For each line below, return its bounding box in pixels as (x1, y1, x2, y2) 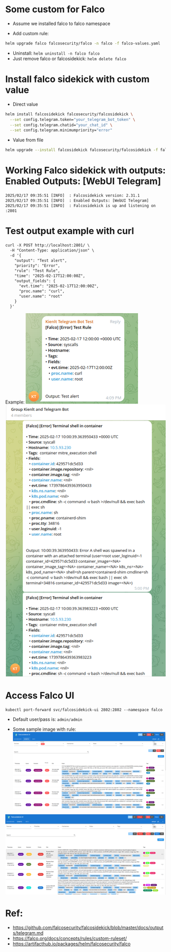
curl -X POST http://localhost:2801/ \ (5, 243, 90, 248)
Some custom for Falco (5, 4, 105, 15)
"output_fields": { (14, 279, 56, 284)
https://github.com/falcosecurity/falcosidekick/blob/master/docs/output (12, 924, 164, 931)
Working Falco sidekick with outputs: (5, 165, 166, 177)
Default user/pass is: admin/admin (12, 716, 82, 722)
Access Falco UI (5, 690, 75, 702)
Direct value (12, 101, 38, 107)
